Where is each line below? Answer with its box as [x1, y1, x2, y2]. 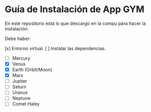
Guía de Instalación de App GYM [5, 4, 145, 15]
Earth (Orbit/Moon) [12, 67, 53, 73]
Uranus [12, 90, 28, 96]
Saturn [12, 84, 27, 90]
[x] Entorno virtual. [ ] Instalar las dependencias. [5, 45, 106, 51]
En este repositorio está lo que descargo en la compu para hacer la [5, 20, 146, 26]
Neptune [12, 95, 31, 101]
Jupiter [12, 78, 28, 84]
